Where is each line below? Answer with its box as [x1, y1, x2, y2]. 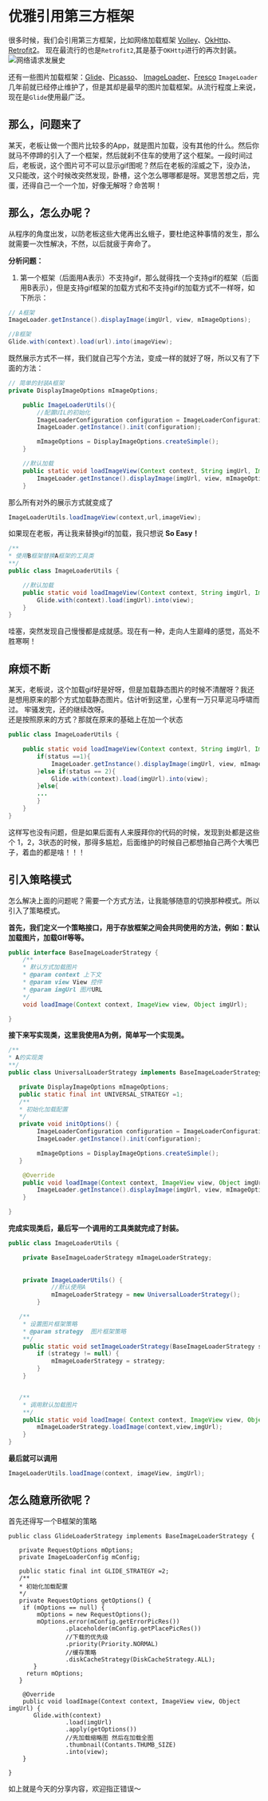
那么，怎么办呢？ [8, 206, 93, 220]
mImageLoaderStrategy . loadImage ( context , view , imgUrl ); [37, 1423, 223, 1431]
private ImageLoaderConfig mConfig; [18, 1553, 141, 1561]
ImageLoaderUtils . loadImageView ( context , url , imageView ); [8, 513, 202, 522]
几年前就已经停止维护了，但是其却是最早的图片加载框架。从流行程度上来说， [8, 81, 260, 92]
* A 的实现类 [8, 1053, 44, 1062]
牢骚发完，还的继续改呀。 [23, 704, 108, 715]
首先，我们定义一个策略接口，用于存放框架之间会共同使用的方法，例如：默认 [8, 922, 260, 932]
